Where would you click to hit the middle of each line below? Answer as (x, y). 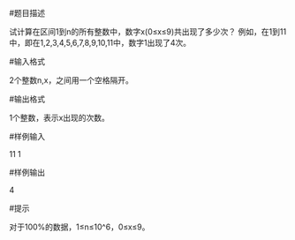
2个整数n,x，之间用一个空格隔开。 (72, 80)
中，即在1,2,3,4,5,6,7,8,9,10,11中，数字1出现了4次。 (100, 43)
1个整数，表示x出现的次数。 (60, 118)
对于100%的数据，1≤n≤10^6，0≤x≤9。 (79, 227)
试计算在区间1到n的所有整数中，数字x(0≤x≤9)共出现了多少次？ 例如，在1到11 (148, 32)
